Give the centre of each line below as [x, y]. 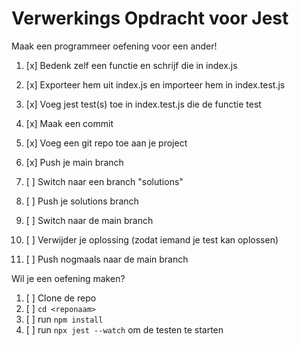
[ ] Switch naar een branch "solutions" [104, 181]
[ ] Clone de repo [61, 298]
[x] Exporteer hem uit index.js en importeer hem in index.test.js [155, 84]
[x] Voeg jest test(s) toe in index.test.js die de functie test [143, 104]
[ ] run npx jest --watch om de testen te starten [124, 329]
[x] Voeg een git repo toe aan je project [106, 143]
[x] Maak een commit [69, 123]
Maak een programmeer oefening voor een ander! [114, 46]
